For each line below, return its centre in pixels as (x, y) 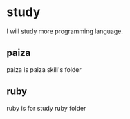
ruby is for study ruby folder (46, 108)
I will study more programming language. (65, 31)
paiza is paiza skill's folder (44, 69)
